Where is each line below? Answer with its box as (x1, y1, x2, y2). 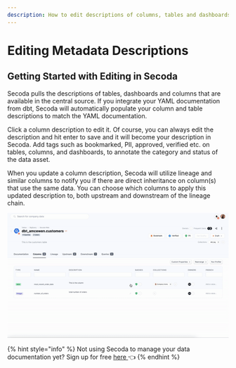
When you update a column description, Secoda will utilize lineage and (7, 169, 212, 177)
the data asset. (7, 155, 51, 163)
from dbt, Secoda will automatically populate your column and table (7, 104, 203, 113)
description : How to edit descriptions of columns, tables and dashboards (7, 11, 231, 18)
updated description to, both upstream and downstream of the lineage (7, 191, 211, 200)
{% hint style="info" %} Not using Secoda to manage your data (7, 345, 190, 353)
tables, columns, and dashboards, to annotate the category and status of (7, 148, 218, 156)
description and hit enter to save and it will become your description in (7, 132, 211, 141)
